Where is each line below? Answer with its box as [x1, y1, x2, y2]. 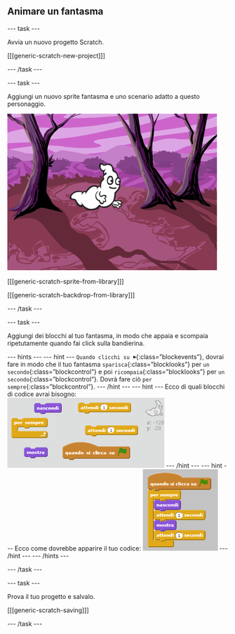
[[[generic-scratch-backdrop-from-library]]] [7, 290, 135, 299]
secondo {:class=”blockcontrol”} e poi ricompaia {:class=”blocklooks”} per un [7, 367, 225, 376]
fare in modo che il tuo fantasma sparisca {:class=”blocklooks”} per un [7, 360, 210, 368]
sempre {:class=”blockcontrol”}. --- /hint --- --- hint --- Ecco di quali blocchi [7, 382, 225, 391]
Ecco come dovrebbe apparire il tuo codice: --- [14, 544, 228, 553]
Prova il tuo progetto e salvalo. [7, 592, 96, 600]
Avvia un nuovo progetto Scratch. [7, 38, 104, 46]
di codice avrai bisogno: [7, 389, 77, 398]
